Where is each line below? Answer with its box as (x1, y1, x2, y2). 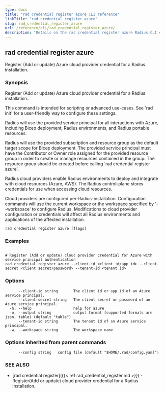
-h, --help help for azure (9, 306, 105, 311)
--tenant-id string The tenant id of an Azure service (18, 319, 146, 323)
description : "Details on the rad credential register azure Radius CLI (5, 30, 157, 35)
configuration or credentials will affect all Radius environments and (5, 212, 140, 217)
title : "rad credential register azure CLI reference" (5, 12, 120, 17)
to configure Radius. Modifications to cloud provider (31, 206, 137, 212)
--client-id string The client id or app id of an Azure (18, 288, 151, 293)
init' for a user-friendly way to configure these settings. (5, 110, 117, 116)
